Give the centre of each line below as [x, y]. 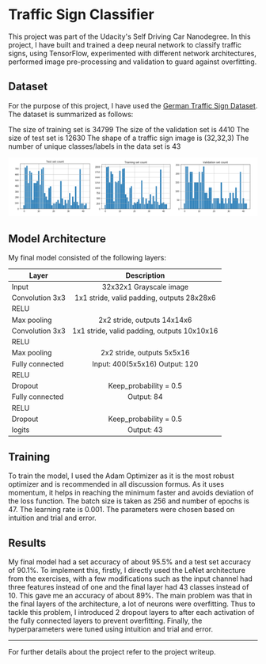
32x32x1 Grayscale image [145, 286]
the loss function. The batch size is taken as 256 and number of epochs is [129, 501]
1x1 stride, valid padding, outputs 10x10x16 [145, 331]
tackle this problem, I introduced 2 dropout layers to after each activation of [131, 613]
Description [145, 275]
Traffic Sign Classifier [81, 15]
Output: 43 [146, 430]
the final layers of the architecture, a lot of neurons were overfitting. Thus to [132, 604]
